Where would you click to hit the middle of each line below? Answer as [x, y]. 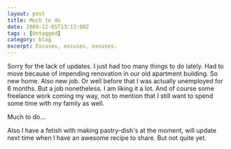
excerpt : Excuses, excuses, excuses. [62, 46]
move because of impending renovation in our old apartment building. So [113, 73]
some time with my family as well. [56, 103]
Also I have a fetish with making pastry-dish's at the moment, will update [112, 130]
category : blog [29, 40]
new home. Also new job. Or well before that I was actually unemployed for [115, 81]
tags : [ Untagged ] [34, 33]
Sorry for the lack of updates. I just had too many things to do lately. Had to [115, 66]
